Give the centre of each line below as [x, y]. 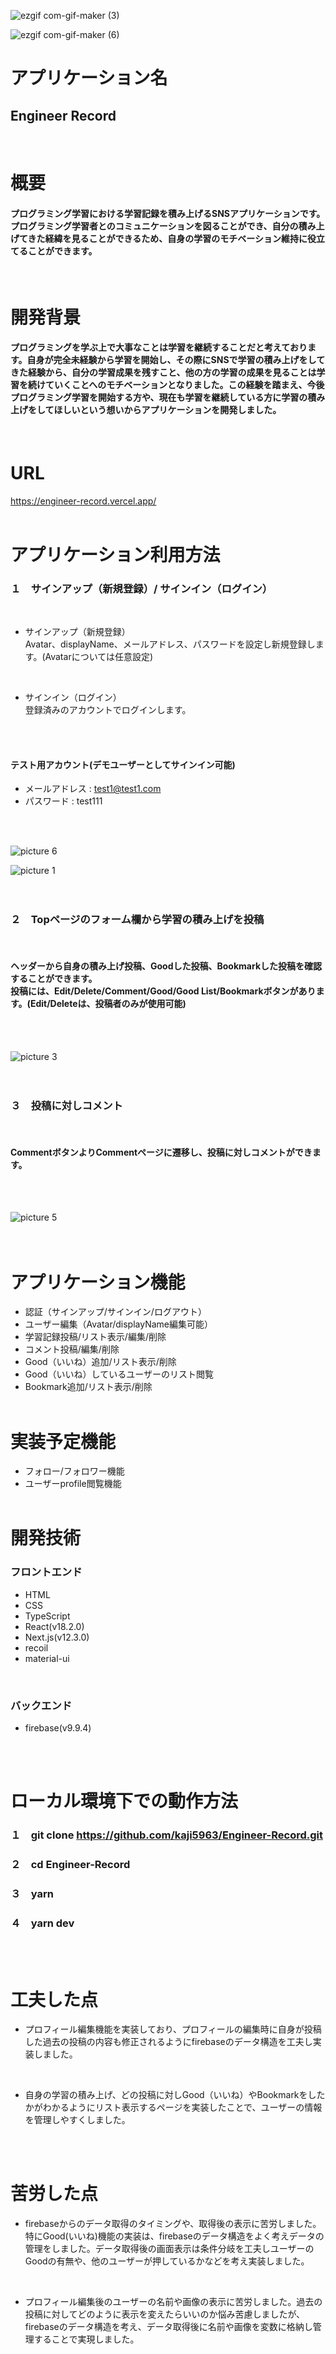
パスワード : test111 [63, 801]
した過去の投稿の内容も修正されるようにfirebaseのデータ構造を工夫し [168, 2042]
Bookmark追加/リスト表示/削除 [88, 1387]
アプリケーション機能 [98, 1282]
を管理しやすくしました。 [77, 2120]
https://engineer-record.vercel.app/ [83, 501]
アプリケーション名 [89, 78]
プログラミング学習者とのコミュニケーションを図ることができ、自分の [154, 226]
